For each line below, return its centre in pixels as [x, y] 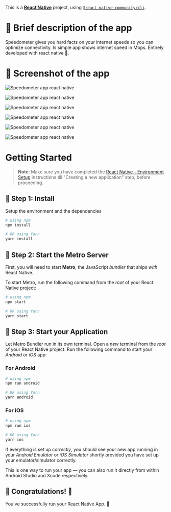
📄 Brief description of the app [69, 28]
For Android [20, 368]
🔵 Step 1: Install [30, 199]
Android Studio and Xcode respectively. [47, 475]
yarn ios [15, 440]
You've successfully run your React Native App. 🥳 [57, 504]
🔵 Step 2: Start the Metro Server [57, 255]
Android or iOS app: [26, 355]
